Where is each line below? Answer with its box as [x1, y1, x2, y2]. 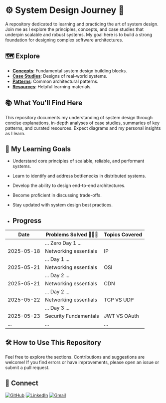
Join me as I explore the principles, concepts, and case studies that [5, 26, 144, 32]
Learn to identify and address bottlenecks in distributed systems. [12, 173, 146, 179]
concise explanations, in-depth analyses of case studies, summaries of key [5, 120, 160, 126]
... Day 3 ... [44, 304, 70, 311]
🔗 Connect [5, 379, 38, 388]
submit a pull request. [5, 365, 50, 371]
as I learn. [5, 130, 26, 136]
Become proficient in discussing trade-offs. [12, 192, 102, 199]
